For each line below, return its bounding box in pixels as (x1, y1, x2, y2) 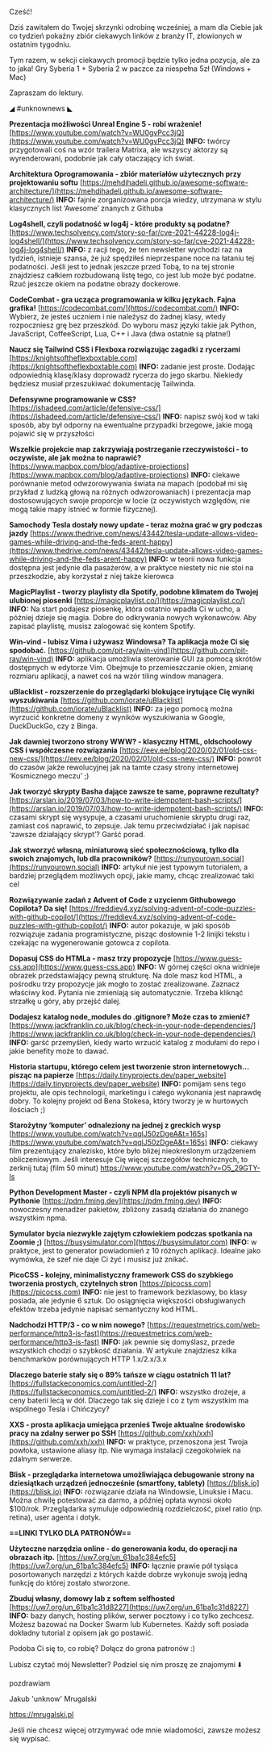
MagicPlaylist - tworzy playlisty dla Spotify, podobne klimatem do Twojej (9, 587, 259, 596)
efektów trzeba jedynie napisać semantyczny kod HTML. (9, 1304, 198, 1314)
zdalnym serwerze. (9, 1454, 73, 1463)
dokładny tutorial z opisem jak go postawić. (9, 1628, 154, 1637)
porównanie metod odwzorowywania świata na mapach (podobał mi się (9, 479, 248, 488)
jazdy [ (9, 528, 33, 538)
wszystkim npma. (9, 1213, 68, 1223)
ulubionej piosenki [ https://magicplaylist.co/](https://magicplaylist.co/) (9, 596, 245, 605)
